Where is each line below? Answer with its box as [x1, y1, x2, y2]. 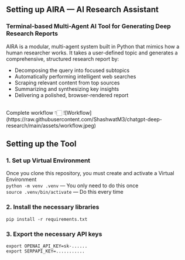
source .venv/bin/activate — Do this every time [6, 189, 124, 196]
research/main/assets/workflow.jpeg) [6, 122, 97, 129]
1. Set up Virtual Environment [6, 156, 91, 165]
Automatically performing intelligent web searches [14, 73, 136, 80]
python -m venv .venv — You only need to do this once [6, 182, 139, 189]
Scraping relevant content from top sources [14, 79, 120, 86]
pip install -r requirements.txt [6, 216, 88, 222]
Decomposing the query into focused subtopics [14, 67, 130, 74]
